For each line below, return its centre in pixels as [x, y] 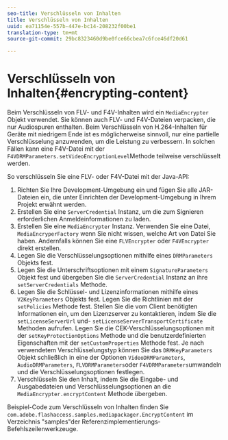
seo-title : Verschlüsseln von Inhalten [64, 13]
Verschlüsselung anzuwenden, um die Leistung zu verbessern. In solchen [111, 142]
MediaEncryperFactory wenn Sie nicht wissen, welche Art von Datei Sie [116, 234]
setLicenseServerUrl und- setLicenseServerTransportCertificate [110, 321]
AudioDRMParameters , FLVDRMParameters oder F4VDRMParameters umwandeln [119, 365]
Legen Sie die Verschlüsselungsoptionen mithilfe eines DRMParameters [115, 256]
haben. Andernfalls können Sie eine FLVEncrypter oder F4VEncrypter [113, 241]
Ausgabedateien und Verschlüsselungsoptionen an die [94, 387]
